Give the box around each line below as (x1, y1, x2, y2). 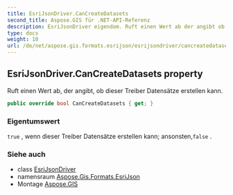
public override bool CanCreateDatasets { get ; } (7, 100, 154, 107)
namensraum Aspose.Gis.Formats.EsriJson (17, 173, 141, 181)
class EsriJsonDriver (17, 165, 76, 173)
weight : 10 (7, 36, 39, 43)
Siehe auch (7, 149, 46, 159)
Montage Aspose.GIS (17, 180, 78, 188)
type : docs (7, 29, 39, 37)
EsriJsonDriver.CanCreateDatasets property (7, 68, 203, 80)
